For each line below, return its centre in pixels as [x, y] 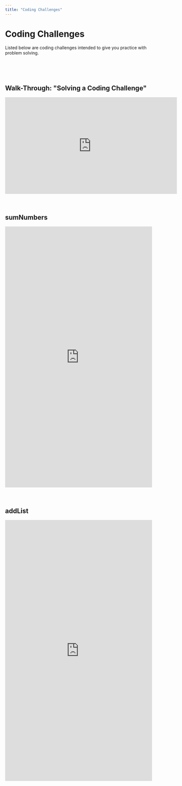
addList [17, 511]
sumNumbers [26, 217]
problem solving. [22, 53]
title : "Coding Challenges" [34, 10]
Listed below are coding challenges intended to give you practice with [76, 48]
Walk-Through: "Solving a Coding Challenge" [76, 88]
